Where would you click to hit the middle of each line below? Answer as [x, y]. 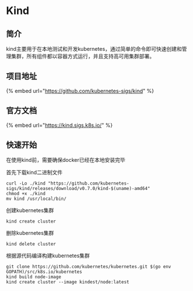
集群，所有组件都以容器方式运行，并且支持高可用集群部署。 [83, 56]
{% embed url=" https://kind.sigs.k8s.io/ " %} [59, 125]
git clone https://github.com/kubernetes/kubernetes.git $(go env [89, 267]
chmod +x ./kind [26, 194]
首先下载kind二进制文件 [34, 172]
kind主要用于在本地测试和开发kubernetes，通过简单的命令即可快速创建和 [94, 49]
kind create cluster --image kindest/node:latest [68, 282]
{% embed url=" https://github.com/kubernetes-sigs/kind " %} [80, 91]
